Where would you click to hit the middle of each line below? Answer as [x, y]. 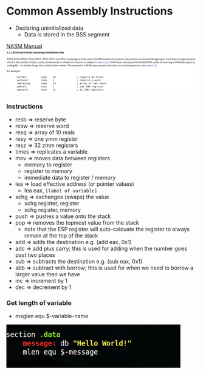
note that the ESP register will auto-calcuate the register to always [107, 229]
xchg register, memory [52, 209]
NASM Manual [24, 46]
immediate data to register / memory [70, 177]
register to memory [48, 171]
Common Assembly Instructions [90, 11]
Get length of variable [39, 303]
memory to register [48, 165]
